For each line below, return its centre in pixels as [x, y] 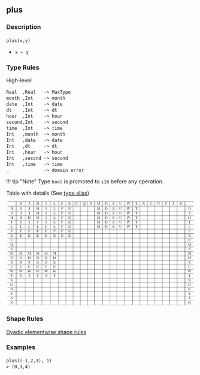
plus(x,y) [19, 41]
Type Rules [23, 67]
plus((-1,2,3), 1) [29, 361]
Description [24, 27]
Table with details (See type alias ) [48, 193]
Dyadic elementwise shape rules [46, 332]
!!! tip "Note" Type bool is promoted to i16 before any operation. [85, 181]
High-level [19, 80]
